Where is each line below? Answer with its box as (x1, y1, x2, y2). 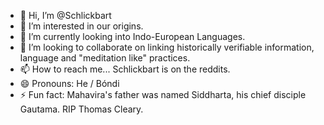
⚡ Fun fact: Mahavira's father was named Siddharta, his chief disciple (19, 89, 307, 100)
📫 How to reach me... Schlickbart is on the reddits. (19, 63, 231, 75)
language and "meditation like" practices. (19, 52, 191, 64)
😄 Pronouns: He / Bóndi (19, 78, 120, 89)
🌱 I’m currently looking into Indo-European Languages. (19, 31, 246, 42)
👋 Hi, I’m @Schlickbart (19, 10, 112, 21)
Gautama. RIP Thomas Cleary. (19, 103, 144, 115)
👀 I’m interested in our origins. (19, 20, 144, 32)
